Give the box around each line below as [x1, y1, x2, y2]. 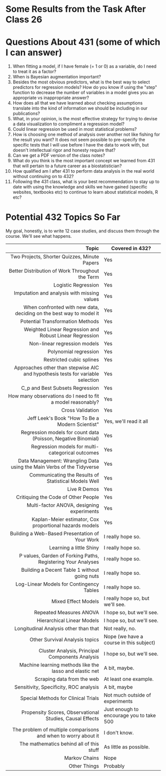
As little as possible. [103, 743, 150, 750]
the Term [78, 274, 100, 281]
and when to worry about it [36, 733, 100, 739]
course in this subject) [103, 639, 156, 646]
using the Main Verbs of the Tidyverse [10, 464, 100, 471]
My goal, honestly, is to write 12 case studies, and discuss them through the [5, 228, 160, 234]
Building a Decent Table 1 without [21, 566, 100, 573]
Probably [103, 763, 125, 770]
